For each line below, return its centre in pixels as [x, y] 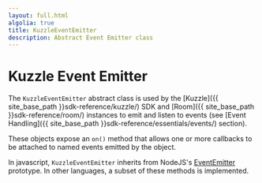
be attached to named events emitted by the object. [92, 148]
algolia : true [32, 23]
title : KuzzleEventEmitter [52, 30]
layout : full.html [38, 15]
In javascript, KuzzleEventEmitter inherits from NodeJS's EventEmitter [122, 162]
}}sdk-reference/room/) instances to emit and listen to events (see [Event [127, 115]
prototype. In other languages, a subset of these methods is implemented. [129, 171]
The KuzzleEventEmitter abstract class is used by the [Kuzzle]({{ [113, 99]
